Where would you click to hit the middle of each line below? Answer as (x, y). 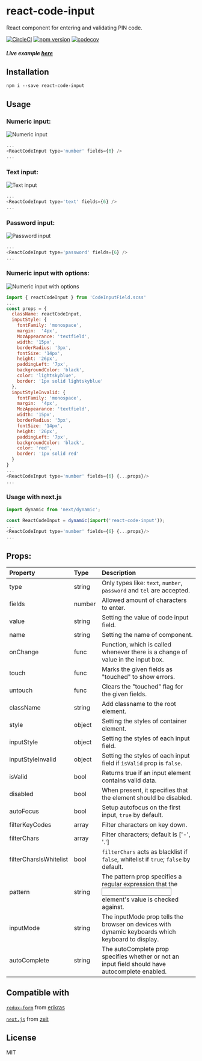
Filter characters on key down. (145, 825)
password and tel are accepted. (146, 591)
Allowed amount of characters (144, 600)
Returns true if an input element (146, 773)
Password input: (31, 222)
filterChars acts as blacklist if (145, 852)
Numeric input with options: (48, 273)
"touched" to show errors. (139, 677)
